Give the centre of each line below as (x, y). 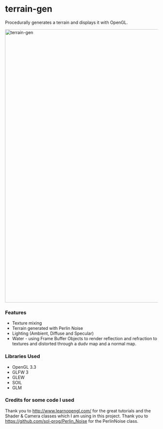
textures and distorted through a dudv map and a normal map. (74, 344)
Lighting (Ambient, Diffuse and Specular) (53, 333)
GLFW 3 (20, 372)
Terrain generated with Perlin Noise (48, 328)
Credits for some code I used (40, 400)
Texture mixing (27, 323)
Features (16, 312)
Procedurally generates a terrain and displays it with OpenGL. (66, 22)
